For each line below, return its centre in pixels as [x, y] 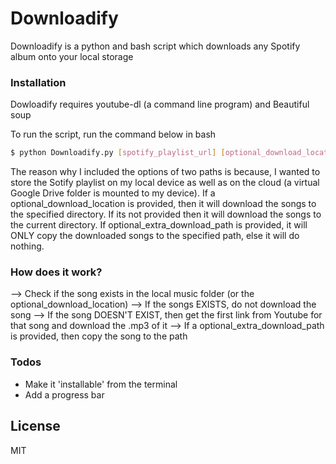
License [35, 426]
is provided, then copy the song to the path [99, 336]
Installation [38, 82]
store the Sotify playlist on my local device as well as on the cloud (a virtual [165, 183]
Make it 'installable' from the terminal [101, 384]
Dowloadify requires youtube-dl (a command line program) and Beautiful [160, 104]
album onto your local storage [72, 56]
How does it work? [56, 272]
